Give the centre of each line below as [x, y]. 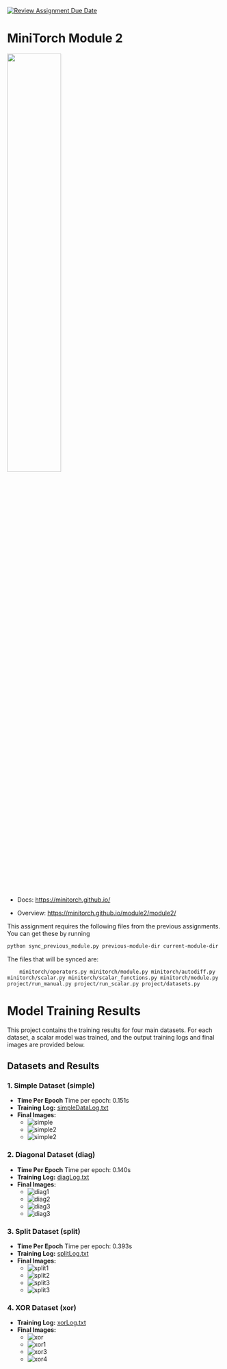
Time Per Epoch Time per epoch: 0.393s [75, 1246]
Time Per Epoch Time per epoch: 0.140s [74, 1169]
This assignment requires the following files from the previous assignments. [114, 926]
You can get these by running [49, 933]
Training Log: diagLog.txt [53, 1177]
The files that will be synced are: [53, 959]
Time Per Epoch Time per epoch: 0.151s [73, 1101]
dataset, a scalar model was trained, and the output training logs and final [111, 1037]
